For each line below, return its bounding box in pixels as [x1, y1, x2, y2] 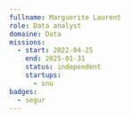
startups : [25, 71, 62, 80]
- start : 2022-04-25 [17, 46, 93, 55]
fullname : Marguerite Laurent [9, 12, 122, 22]
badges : [9, 87, 38, 96]
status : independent [25, 63, 102, 72]
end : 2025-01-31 [25, 54, 86, 63]
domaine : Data [9, 29, 62, 38]
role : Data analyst [9, 21, 82, 30]
